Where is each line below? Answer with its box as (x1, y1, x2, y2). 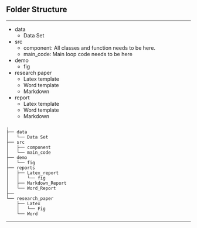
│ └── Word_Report (6, 185, 57, 191)
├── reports (6, 165, 35, 171)
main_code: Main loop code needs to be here (23, 50, 133, 57)
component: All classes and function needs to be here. (23, 44, 155, 51)
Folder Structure (6, 5, 67, 15)
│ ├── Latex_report (6, 170, 59, 176)
